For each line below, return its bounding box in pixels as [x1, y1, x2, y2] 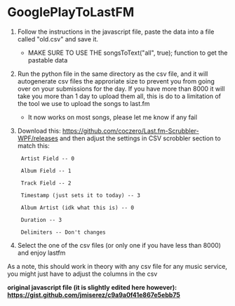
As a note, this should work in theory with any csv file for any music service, [7, 262, 228, 270]
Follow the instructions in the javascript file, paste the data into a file [17, 27, 215, 36]
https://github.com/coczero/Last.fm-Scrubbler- [62, 126, 200, 135]
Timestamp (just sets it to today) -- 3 [20, 192, 141, 199]
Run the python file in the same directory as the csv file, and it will [17, 69, 208, 78]
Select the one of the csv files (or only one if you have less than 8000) [17, 241, 221, 249]
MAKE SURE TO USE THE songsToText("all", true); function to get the [27, 48, 228, 57]
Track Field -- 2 [20, 180, 72, 187]
